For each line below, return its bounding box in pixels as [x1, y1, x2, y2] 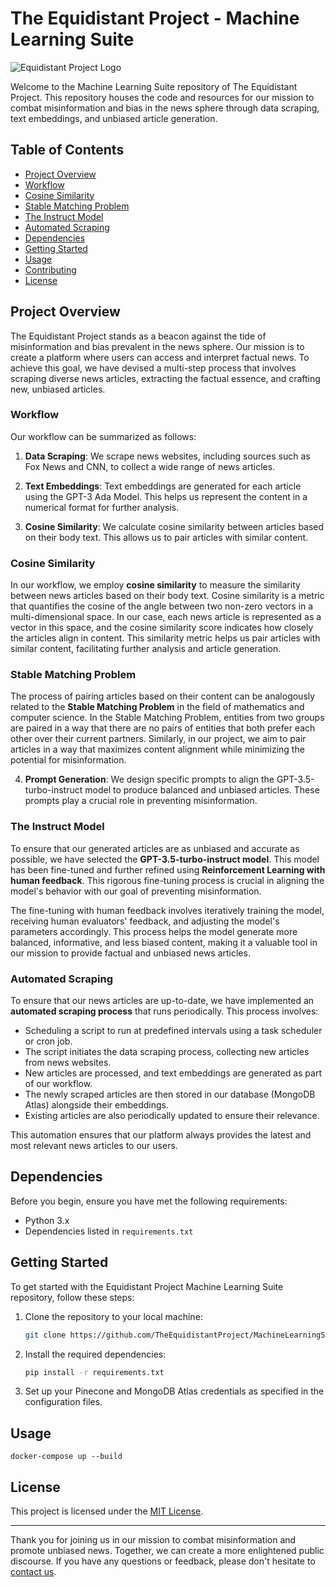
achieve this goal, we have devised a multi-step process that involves [10, 362, 297, 374]
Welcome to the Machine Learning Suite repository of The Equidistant [10, 80, 298, 92]
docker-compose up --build [10, 1452, 123, 1462]
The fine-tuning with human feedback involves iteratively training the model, [10, 904, 325, 916]
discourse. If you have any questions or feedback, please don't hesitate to [10, 1555, 316, 1567]
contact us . [10, 1566, 57, 1578]
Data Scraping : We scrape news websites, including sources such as [24, 450, 311, 462]
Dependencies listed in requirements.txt [24, 1225, 194, 1237]
